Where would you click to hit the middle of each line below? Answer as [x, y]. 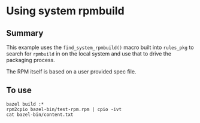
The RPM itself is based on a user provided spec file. [71, 72]
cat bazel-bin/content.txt [40, 115]
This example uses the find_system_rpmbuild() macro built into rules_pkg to [100, 47]
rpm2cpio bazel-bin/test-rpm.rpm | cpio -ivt [64, 109]
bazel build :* [25, 104]
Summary [25, 33]
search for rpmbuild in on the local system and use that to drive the [89, 54]
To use [19, 90]
